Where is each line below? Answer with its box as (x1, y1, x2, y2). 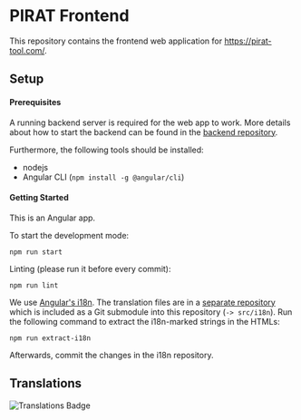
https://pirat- (224, 35, 272, 46)
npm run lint (9, 280, 59, 290)
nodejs (22, 161, 48, 172)
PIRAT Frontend (9, 5, 130, 26)
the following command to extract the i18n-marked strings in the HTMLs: (9, 316, 281, 327)
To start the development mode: (9, 230, 130, 240)
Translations (9, 376, 83, 391)
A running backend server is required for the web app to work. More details (9, 117, 291, 128)
